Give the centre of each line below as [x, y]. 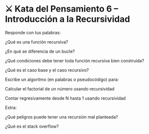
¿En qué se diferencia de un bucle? [40, 51]
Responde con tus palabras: [33, 32]
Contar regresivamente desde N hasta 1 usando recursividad [65, 98]
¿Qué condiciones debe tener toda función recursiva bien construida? [74, 60]
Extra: [11, 107]
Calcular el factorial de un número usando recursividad [60, 89]
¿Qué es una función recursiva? [37, 42]
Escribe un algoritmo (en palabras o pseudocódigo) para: [62, 79]
